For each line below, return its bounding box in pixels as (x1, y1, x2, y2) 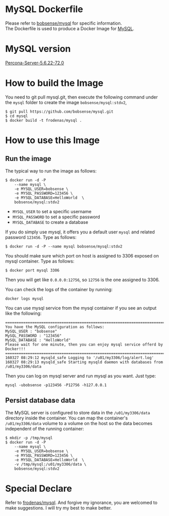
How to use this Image (5, 135, 100, 146)
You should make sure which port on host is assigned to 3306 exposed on (5, 252, 159, 259)
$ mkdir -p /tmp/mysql (5, 435, 53, 441)
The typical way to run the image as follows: (5, 167, 97, 174)
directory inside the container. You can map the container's (5, 415, 128, 421)
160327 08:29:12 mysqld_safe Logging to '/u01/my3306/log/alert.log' (5, 355, 154, 360)
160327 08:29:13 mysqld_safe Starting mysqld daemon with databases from (5, 360, 163, 365)
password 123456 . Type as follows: (5, 234, 77, 240)
